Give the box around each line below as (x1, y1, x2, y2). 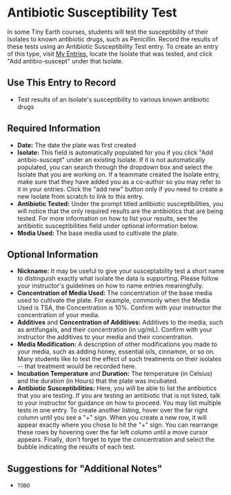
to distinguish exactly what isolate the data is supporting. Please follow (17, 274, 219, 283)
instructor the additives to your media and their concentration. (17, 333, 194, 341)
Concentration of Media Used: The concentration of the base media (17, 289, 212, 297)
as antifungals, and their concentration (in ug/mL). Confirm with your (17, 325, 212, 334)
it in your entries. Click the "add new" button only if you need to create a (17, 185, 223, 193)
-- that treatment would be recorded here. (17, 362, 137, 370)
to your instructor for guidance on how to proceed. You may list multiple (17, 398, 222, 407)
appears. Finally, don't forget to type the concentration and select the (17, 436, 215, 444)
